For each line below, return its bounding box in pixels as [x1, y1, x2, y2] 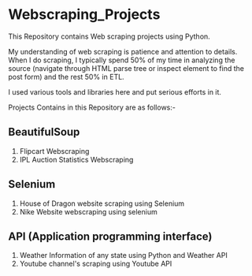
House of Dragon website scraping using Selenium [19, 199, 185, 208]
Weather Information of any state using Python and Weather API [19, 251, 228, 260]
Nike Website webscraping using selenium [19, 207, 157, 216]
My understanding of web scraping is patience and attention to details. [8, 47, 238, 56]
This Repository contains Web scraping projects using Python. [8, 32, 210, 41]
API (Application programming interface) [8, 229, 213, 243]
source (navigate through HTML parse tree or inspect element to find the [8, 63, 244, 73]
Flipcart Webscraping [19, 146, 90, 155]
